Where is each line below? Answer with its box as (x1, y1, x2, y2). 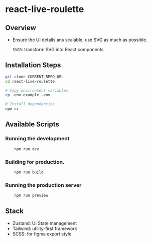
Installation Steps (5, 61, 61, 70)
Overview (5, 24, 37, 32)
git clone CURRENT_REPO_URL (5, 74, 64, 79)
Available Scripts (5, 120, 59, 129)
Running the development (5, 135, 70, 142)
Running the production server (5, 181, 82, 188)
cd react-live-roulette (5, 79, 55, 84)
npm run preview (14, 193, 49, 198)
